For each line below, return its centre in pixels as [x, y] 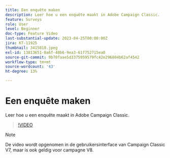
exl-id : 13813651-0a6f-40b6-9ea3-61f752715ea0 [55, 52]
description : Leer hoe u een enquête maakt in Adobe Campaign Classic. [82, 15]
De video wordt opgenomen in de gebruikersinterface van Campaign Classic [85, 144]
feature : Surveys [24, 19]
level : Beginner [22, 29]
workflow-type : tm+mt [28, 62]
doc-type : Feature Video [31, 34]
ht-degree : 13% [21, 72]
